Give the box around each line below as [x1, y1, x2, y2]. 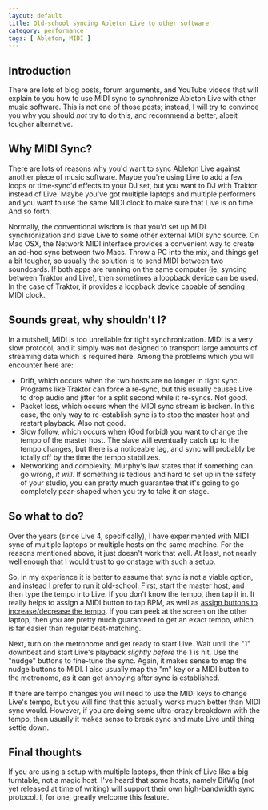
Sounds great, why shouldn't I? [8, 314, 166, 327]
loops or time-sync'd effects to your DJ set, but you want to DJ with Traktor [8, 180, 258, 190]
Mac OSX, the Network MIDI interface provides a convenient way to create [8, 238, 254, 249]
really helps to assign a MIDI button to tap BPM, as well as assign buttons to [8, 597, 258, 607]
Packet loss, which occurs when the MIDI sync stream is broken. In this [19, 401, 254, 411]
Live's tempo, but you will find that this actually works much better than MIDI [8, 697, 261, 707]
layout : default [8, 11, 62, 20]
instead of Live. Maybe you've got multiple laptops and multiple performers [8, 189, 256, 199]
